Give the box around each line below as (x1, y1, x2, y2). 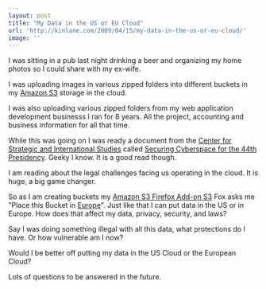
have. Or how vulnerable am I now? (8, 232, 124, 243)
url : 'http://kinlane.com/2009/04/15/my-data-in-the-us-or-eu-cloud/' (8, 26, 247, 34)
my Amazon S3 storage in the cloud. (8, 88, 127, 98)
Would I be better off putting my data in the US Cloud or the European (8, 248, 237, 258)
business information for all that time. (8, 120, 130, 130)
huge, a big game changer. (8, 177, 96, 186)
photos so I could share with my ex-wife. (8, 64, 141, 74)
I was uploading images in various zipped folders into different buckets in (8, 80, 248, 89)
